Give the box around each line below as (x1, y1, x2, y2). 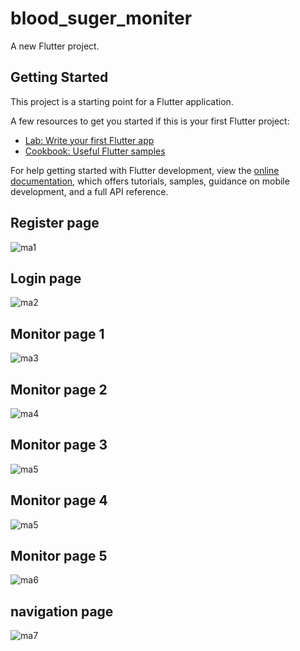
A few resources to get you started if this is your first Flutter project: (10, 115, 290, 127)
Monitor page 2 (10, 381, 108, 398)
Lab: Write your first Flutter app (24, 134, 155, 146)
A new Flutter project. (10, 40, 100, 52)
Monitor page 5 (10, 548, 108, 565)
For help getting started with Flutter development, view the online (10, 164, 280, 176)
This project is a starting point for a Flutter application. (10, 95, 234, 107)
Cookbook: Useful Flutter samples (24, 145, 166, 157)
